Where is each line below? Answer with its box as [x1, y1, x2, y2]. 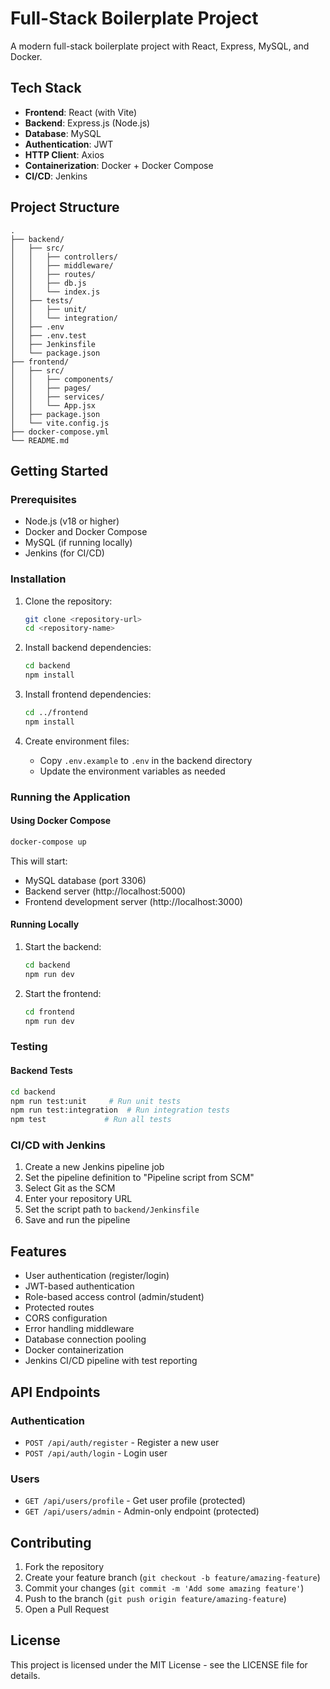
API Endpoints [10, 1383, 101, 1401]
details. [10, 1669, 41, 1681]
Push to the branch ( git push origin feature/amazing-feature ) [24, 1593, 287, 1605]
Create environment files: [24, 735, 130, 747]
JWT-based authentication [24, 1280, 135, 1292]
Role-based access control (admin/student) [24, 1291, 205, 1303]
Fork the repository [24, 1561, 105, 1573]
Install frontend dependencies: [24, 688, 152, 701]
